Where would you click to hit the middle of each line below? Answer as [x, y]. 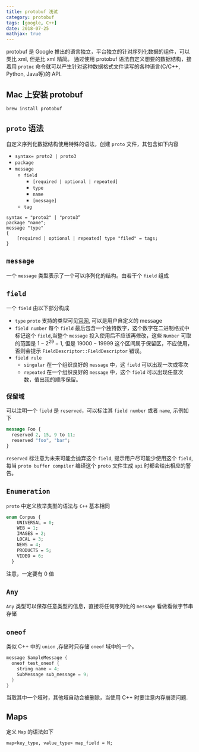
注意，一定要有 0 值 [30, 574]
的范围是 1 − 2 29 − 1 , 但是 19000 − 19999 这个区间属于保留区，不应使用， [104, 343]
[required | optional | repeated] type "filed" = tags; [88, 238]
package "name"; [26, 222]
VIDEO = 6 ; [30, 556]
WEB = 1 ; [28, 528]
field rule [28, 358]
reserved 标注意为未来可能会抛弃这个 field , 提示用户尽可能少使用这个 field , [99, 458]
